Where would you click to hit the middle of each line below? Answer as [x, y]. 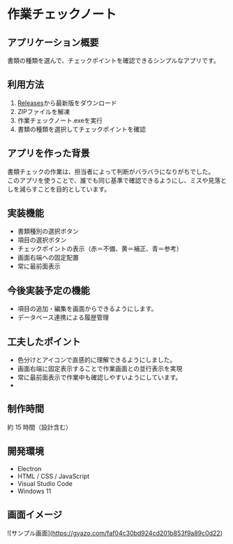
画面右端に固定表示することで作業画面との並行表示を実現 [100, 369]
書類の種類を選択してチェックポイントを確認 [82, 129]
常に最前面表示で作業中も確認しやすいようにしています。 [99, 377]
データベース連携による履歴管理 [63, 318]
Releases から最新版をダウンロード [67, 103]
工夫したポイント [44, 341]
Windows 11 [34, 491]
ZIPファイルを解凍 [44, 111]
